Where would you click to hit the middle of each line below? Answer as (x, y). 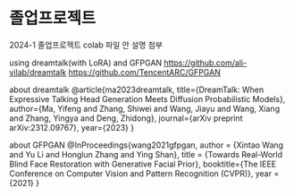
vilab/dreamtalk (38, 72)
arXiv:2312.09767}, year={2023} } (72, 127)
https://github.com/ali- (206, 63)
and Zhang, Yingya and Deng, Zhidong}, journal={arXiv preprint (126, 118)
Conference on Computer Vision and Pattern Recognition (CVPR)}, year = (144, 173)
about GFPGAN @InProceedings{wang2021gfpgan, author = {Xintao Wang (147, 145)
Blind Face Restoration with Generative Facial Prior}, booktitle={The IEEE (143, 164)
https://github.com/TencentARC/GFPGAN (144, 72)
